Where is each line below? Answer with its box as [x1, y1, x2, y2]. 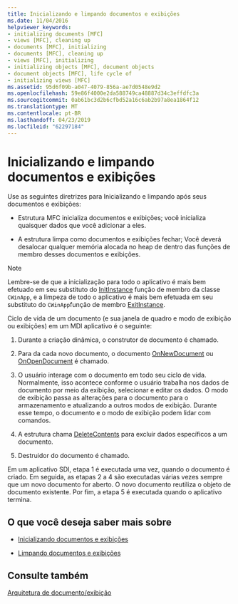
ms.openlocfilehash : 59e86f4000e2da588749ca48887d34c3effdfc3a [7, 90, 200, 97]
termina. [7, 496, 32, 504]
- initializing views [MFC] [7, 76, 91, 84]
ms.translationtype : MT [7, 103, 78, 110]
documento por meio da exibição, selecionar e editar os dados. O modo [17, 386, 229, 395]
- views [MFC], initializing [7, 57, 94, 64]
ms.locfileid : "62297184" [7, 123, 84, 130]
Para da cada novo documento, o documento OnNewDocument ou [17, 350, 214, 358]
